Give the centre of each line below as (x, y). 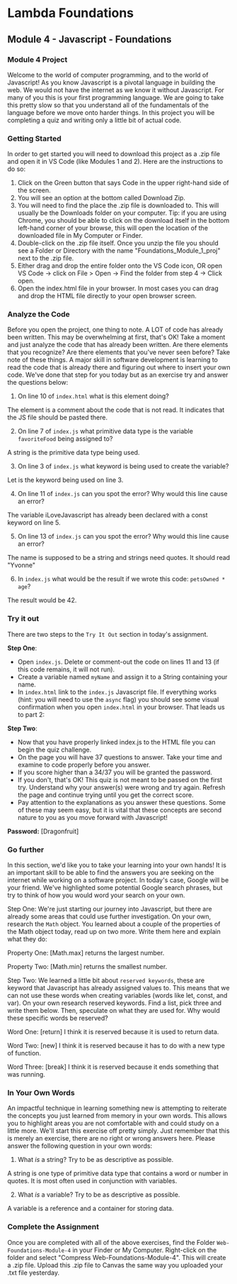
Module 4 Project (37, 60)
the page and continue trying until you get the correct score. (105, 795)
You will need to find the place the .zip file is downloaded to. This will (118, 205)
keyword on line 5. (34, 522)
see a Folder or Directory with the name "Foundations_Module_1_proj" (119, 251)
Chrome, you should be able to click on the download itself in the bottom (123, 221)
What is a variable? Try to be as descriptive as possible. (99, 1195)
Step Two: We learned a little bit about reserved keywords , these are (106, 980)
